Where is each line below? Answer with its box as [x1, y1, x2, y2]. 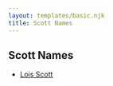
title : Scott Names [8, 19, 73, 27]
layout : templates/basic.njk [8, 11, 105, 20]
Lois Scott [19, 69, 53, 80]
